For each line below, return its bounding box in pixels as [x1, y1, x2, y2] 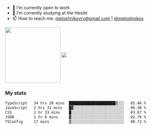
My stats [5, 89, 27, 96]
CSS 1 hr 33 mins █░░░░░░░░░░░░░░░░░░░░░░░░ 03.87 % [5, 110, 147, 115]
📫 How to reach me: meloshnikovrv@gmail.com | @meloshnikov [12, 15, 144, 21]
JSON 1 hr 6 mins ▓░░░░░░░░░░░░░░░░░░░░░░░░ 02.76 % [5, 114, 147, 120]
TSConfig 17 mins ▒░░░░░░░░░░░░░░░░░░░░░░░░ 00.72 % [5, 119, 147, 124]
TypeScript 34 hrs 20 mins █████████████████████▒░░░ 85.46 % [5, 101, 147, 106]
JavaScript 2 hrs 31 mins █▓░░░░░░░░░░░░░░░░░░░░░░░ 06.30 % [5, 105, 147, 111]
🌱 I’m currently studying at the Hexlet [12, 10, 88, 16]
